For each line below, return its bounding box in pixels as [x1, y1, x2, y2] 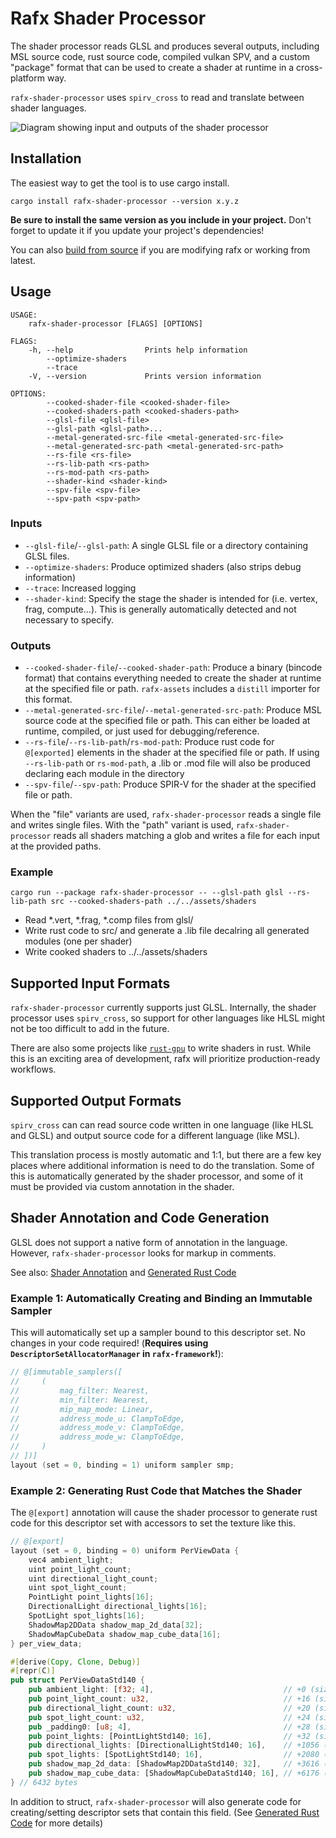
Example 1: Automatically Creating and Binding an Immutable [10, 1291, 313, 1305]
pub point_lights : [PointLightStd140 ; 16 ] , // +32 [28, 1731, 311, 1741]
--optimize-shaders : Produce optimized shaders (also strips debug [24, 560, 302, 572]
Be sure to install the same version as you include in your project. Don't [10, 213, 312, 226]
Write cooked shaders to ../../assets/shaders [24, 946, 208, 958]
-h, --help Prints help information [28, 345, 248, 355]
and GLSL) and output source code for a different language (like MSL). [10, 1130, 301, 1142]
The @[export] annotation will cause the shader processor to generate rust [10, 1507, 318, 1519]
